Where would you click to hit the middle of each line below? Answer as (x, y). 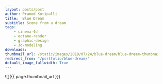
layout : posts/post (25, 9)
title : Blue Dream (25, 18)
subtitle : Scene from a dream (36, 23)
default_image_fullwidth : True (37, 63)
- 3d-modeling (28, 45)
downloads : (16, 49)
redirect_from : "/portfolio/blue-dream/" (48, 59)
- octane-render (30, 36)
